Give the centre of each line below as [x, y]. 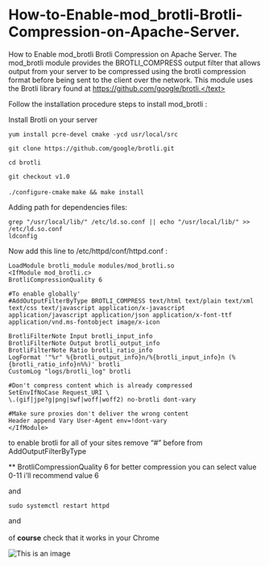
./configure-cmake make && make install [76, 192]
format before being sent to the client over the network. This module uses [131, 80]
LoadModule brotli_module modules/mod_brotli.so [91, 266]
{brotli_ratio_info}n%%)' [52, 364]
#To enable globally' [45, 294]
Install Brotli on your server [53, 119]
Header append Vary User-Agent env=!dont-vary [88, 420]
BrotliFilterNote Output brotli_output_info [84, 343]
